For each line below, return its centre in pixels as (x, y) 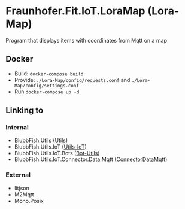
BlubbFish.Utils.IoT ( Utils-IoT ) (51, 147)
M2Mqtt (24, 194)
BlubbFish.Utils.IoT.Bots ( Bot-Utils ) (57, 153)
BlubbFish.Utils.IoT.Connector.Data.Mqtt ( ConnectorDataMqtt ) (91, 159)
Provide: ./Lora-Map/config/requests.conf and (72, 80)
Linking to (25, 110)
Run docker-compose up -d (47, 92)
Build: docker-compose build (49, 74)
